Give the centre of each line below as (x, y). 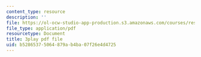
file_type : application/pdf (41, 28)
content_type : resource (36, 12)
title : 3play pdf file (34, 39)
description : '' (26, 17)
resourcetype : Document (36, 34)
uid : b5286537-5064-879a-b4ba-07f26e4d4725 (61, 45)
